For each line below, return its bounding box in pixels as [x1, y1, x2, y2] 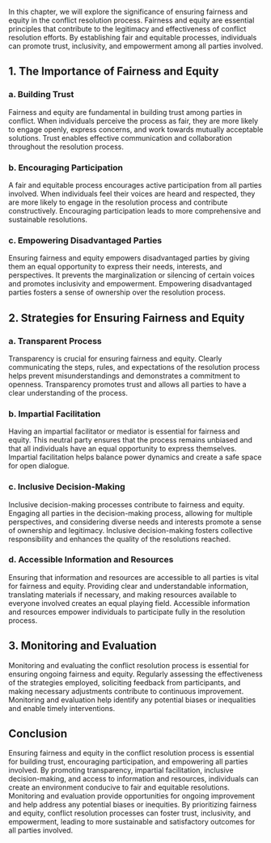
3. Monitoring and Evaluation [8, 639, 157, 653]
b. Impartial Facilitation [8, 408, 101, 419]
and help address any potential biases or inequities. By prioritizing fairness [8, 800, 257, 810]
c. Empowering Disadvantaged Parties [8, 235, 163, 246]
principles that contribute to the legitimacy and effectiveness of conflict [8, 24, 247, 33]
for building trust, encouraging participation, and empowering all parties [8, 756, 248, 767]
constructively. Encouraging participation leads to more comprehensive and [8, 205, 261, 215]
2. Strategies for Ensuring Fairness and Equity [8, 311, 245, 324]
